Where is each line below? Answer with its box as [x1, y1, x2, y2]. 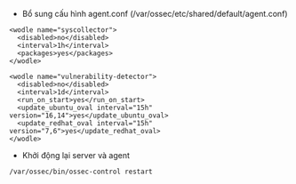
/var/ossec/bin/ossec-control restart [9, 167, 153, 176]
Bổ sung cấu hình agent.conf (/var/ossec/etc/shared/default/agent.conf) [21, 9, 288, 19]
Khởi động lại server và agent [21, 150, 131, 160]
